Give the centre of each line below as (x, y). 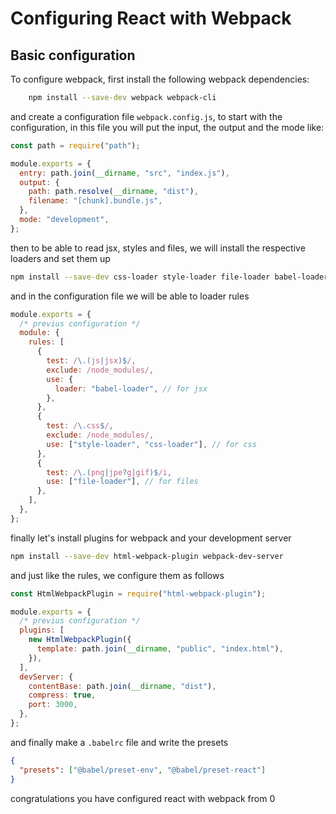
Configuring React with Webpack (151, 18)
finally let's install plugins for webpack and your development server (151, 538)
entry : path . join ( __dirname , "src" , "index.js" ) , (124, 173)
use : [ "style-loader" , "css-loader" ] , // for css (151, 444)
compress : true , (62, 695)
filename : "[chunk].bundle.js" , (95, 201)
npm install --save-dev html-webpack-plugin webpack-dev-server (147, 556)
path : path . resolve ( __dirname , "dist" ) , (113, 192)
